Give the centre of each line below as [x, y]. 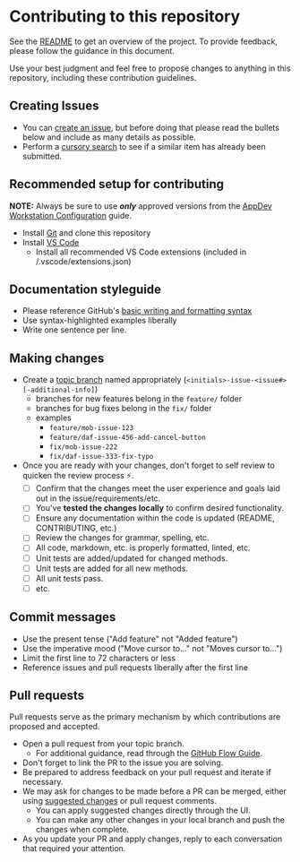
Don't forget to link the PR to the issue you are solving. [123, 763]
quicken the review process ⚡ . [78, 476]
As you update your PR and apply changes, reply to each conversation [152, 839]
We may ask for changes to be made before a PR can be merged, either [154, 791]
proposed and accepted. [55, 727]
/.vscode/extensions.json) [83, 261]
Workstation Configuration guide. [71, 215]
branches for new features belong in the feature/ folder [139, 399]
